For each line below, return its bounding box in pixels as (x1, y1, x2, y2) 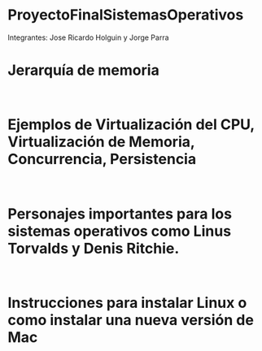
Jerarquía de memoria (7, 61, 159, 80)
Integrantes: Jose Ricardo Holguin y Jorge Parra (7, 32, 169, 42)
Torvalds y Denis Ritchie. (7, 239, 180, 258)
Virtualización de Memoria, (7, 132, 195, 151)
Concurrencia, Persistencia (7, 150, 197, 168)
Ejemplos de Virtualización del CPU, (7, 115, 255, 134)
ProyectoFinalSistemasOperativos (7, 6, 244, 24)
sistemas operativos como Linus (7, 222, 232, 240)
